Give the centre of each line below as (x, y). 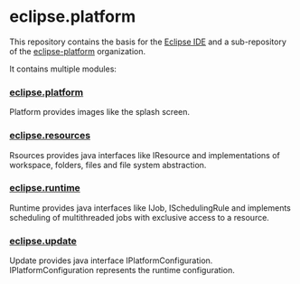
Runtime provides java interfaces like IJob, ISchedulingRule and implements (150, 208)
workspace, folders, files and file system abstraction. (108, 165)
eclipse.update (43, 241)
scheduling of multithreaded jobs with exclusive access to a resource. (139, 217)
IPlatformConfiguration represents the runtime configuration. (122, 270)
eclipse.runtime (45, 188)
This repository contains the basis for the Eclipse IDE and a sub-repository (148, 42)
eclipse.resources (50, 136)
